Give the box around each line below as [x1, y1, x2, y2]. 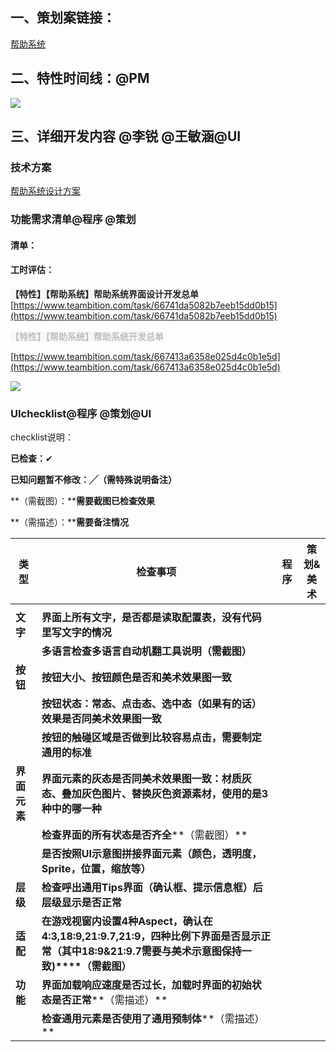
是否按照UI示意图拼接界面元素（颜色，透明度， [41, 847, 262, 861]
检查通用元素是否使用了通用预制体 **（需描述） [41, 1012, 265, 1026]
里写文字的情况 [41, 626, 112, 640]
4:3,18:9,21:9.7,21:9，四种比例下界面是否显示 [41, 929, 262, 943]
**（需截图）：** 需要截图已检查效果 [10, 495, 156, 507]
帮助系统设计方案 [10, 185, 81, 197]
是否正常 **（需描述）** [51, 993, 168, 1007]
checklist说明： [10, 431, 74, 443]
